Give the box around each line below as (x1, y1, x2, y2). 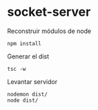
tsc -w (7, 65, 26, 72)
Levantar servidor (7, 77, 57, 86)
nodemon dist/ (7, 91, 48, 98)
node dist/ (7, 97, 39, 104)
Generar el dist (7, 52, 50, 60)
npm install (7, 40, 41, 47)
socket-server (7, 4, 91, 20)
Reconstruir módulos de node (7, 27, 92, 35)
